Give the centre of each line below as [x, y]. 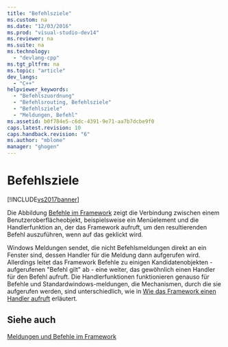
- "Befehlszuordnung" [44, 96]
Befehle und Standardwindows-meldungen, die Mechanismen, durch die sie [114, 283]
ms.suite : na [26, 45]
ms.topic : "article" [37, 70]
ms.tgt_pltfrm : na [33, 64]
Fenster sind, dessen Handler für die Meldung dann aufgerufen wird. [104, 255]
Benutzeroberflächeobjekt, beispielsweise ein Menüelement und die [103, 220]
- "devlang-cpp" [36, 58]
